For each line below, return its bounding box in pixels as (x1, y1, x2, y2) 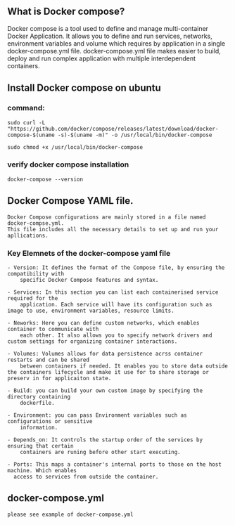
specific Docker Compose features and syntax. (20, 276, 159, 283)
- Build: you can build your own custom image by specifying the (7, 387, 203, 394)
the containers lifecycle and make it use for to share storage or (7, 368, 210, 375)
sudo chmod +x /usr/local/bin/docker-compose (7, 143, 143, 150)
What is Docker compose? (7, 6, 125, 18)
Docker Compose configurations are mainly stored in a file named (7, 214, 206, 221)
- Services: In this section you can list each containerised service (7, 288, 219, 296)
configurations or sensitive (7, 417, 93, 424)
